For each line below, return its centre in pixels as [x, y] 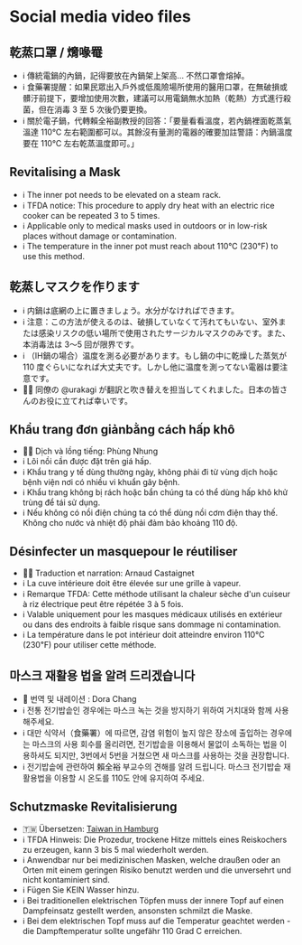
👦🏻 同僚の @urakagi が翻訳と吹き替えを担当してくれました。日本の [147, 389]
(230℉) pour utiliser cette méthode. [89, 645]
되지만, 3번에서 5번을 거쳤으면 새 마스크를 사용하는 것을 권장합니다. [172, 755]
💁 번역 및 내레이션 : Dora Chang [79, 699]
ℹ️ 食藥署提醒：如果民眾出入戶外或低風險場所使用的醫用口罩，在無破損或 [155, 87]
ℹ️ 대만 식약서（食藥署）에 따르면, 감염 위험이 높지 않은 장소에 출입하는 [145, 733]
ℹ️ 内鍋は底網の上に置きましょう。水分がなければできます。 [131, 310]
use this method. [54, 256]
